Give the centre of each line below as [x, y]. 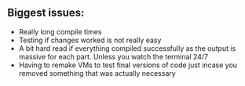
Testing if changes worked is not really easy [90, 40]
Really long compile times [60, 31]
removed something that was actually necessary [97, 73]
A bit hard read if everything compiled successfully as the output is [127, 48]
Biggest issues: [46, 13]
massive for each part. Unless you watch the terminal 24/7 [113, 56]
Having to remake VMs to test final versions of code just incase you [128, 65]
